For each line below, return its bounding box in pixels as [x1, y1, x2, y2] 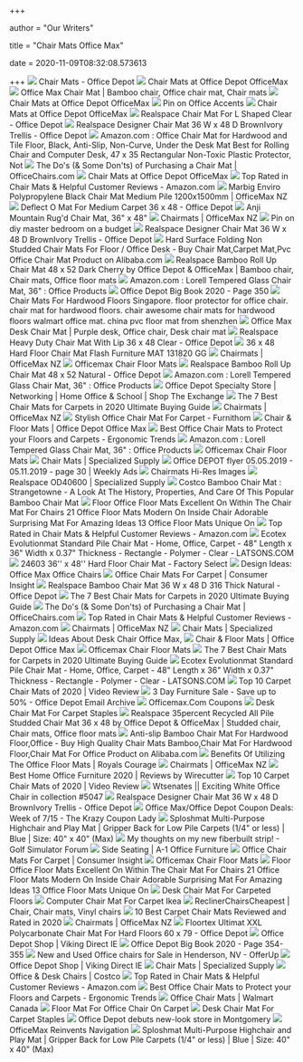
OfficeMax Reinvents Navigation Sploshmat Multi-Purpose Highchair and [9, 1025, 292, 1035]
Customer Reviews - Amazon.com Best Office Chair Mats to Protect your [9, 981, 292, 992]
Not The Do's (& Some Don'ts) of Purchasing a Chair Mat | [9, 160, 238, 170]
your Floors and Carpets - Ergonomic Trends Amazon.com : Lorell [9, 434, 266, 445]
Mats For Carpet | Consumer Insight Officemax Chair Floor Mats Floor [9, 855, 291, 866]
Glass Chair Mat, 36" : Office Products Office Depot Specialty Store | [9, 380, 277, 390]
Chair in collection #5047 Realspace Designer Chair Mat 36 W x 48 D [9, 791, 279, 802]
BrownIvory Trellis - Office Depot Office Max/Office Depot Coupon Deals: [9, 802, 294, 813]
